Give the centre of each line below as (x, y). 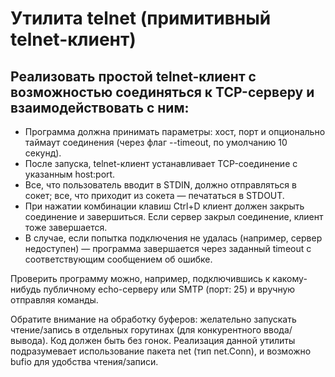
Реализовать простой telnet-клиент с (133, 76)
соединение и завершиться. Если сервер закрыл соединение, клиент (174, 216)
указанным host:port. (70, 174)
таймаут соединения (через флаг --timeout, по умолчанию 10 (156, 142)
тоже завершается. (66, 227)
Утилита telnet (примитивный (141, 18)
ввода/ (278, 330)
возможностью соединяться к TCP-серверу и (162, 92)
